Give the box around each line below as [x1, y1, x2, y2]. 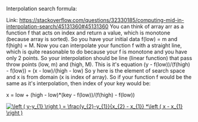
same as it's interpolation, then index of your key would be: [6, 80, 151, 87]
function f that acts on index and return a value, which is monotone [6, 29, 171, 36]
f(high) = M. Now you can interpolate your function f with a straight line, [6, 42, 183, 49]
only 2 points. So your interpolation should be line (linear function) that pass [6, 55, 192, 61]
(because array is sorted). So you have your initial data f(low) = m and [6, 36, 178, 42]
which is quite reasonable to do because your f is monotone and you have [6, 48, 187, 55]
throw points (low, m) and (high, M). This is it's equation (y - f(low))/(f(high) [6, 61, 190, 68]
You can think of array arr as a [109, 23, 184, 30]
